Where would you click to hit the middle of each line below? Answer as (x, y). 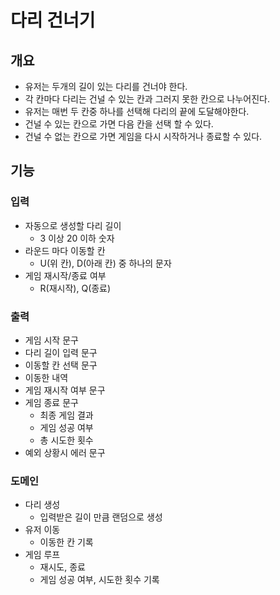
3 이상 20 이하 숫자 (77, 238)
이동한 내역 (46, 377)
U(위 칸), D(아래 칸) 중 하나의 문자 (105, 263)
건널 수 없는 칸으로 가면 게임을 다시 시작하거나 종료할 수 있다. (143, 136)
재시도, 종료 (62, 567)
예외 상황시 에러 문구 (65, 452)
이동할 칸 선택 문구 (61, 365)
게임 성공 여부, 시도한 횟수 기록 (99, 580)
